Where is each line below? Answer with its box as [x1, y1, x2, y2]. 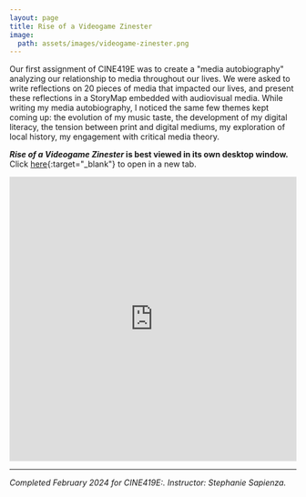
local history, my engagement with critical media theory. [9, 131, 220, 142]
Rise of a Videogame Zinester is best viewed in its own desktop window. [9, 149, 289, 160]
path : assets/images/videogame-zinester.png [17, 38, 189, 48]
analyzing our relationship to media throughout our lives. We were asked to [9, 74, 291, 85]
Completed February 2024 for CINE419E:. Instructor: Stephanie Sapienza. [9, 477, 287, 488]
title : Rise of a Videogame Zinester [9, 22, 153, 31]
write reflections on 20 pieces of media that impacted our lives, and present [9, 83, 294, 94]
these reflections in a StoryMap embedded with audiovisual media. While [9, 93, 284, 104]
